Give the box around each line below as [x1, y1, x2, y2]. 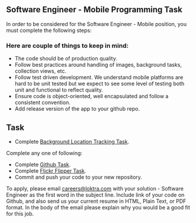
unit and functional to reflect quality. [14, 86, 104, 93]
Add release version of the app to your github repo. [14, 105, 140, 112]
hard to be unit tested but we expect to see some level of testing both [14, 80, 185, 88]
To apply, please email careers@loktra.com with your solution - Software [6, 185, 184, 192]
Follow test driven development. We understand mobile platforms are [14, 74, 184, 81]
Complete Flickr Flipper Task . [14, 167, 86, 174]
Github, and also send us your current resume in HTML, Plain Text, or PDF [6, 198, 187, 205]
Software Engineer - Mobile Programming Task [6, 5, 182, 15]
